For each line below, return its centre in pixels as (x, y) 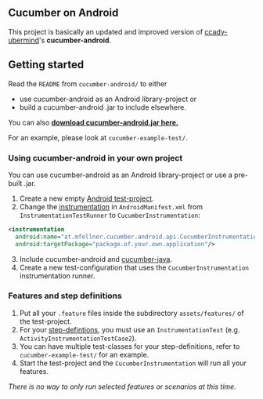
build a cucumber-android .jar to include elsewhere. (103, 107)
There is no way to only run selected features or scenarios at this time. (122, 386)
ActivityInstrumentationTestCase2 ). (78, 338)
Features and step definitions (65, 296)
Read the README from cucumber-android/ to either (88, 83)
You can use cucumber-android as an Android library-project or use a (120, 175)
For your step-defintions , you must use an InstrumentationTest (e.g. (130, 329)
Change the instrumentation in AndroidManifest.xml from (111, 206)
